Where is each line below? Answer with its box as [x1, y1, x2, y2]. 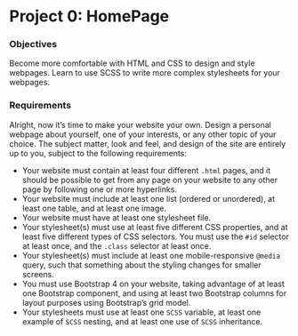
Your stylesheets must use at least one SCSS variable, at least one [21, 307, 262, 317]
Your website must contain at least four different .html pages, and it [21, 164, 271, 175]
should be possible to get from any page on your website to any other [21, 174, 278, 185]
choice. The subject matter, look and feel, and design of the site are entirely [9, 138, 286, 148]
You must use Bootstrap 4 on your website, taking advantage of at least [21, 278, 285, 289]
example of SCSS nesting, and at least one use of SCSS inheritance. [21, 316, 263, 326]
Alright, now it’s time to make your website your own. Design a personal [9, 119, 271, 130]
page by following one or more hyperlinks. [21, 184, 178, 195]
